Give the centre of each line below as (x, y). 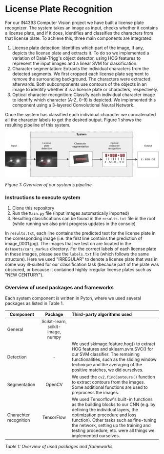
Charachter (19, 415)
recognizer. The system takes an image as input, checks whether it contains (82, 27)
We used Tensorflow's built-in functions (112, 399)
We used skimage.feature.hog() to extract (113, 344)
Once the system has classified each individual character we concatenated (81, 114)
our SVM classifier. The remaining (106, 354)
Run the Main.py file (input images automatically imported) (71, 213)
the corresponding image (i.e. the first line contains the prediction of (74, 238)
